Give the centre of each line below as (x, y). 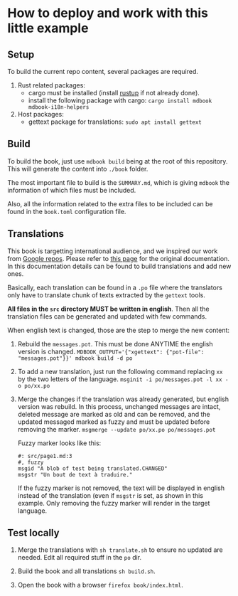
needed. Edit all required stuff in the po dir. (80, 558)
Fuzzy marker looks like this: (59, 443)
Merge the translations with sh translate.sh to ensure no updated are (120, 550)
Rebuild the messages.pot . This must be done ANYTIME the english (115, 344)
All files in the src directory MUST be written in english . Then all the (108, 309)
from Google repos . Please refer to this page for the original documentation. (118, 258)
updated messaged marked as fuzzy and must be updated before (114, 422)
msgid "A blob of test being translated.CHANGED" (93, 468)
